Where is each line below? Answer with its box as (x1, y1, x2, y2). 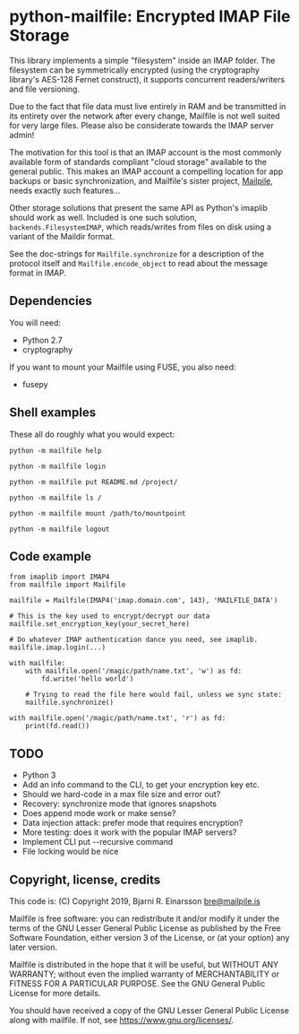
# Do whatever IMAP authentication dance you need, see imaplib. (9, 635, 258, 645)
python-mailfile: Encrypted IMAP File (9, 6, 291, 27)
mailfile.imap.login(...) (9, 643, 106, 652)
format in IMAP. (9, 267, 67, 278)
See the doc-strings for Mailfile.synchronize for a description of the (9, 248, 264, 259)
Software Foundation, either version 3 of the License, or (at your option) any (9, 933, 290, 943)
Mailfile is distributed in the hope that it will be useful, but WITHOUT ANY (9, 960, 279, 969)
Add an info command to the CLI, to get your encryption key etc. (21, 779, 260, 790)
